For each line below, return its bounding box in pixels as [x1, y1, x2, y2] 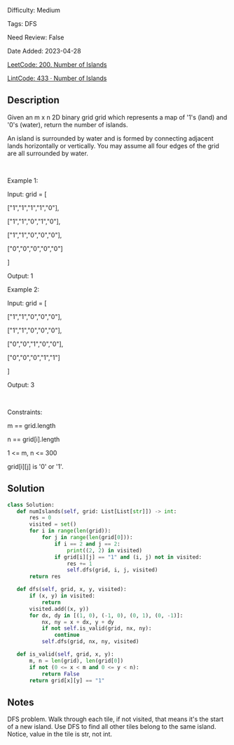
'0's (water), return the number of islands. [7, 120, 128, 129]
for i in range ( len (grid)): [29, 527, 111, 535]
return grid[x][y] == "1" [29, 677, 105, 684]
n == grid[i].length [7, 435, 60, 443]
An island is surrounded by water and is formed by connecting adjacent [7, 134, 214, 143]
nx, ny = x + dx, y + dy [41, 618, 114, 626]
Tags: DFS [7, 20, 37, 27]
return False [41, 670, 80, 678]
